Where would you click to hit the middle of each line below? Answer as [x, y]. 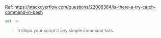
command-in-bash [24, 12]
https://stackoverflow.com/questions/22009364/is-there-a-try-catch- [85, 7]
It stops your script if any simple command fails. [66, 30]
